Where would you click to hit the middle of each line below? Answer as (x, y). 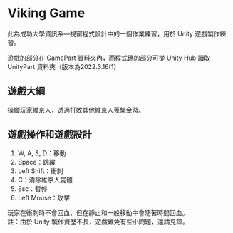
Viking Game (46, 13)
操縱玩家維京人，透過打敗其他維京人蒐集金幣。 (76, 110)
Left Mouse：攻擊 (43, 197)
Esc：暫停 (32, 188)
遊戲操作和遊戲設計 (50, 134)
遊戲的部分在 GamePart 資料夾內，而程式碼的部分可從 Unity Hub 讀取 (109, 58)
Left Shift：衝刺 (41, 171)
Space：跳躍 (36, 162)
